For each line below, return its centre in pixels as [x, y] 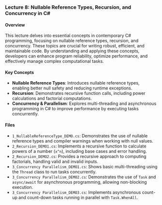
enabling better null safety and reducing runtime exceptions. [72, 88]
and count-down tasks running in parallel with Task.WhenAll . [78, 197]
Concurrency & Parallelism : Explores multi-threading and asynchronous [84, 103]
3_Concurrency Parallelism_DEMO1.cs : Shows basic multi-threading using [85, 166]
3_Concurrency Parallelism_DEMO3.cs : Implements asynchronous [76, 192]
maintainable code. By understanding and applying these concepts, [72, 51]
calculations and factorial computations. [52, 99]
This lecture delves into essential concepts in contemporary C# [68, 36]
